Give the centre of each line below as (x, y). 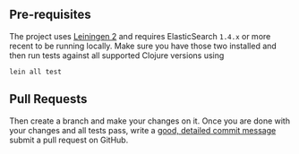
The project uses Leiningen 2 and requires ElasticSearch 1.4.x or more (140, 36)
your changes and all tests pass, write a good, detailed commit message (143, 130)
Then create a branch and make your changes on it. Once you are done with (150, 121)
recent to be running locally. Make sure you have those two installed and (143, 46)
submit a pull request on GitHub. (69, 140)
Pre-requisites (50, 15)
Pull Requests (48, 99)
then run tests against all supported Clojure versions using (117, 55)
